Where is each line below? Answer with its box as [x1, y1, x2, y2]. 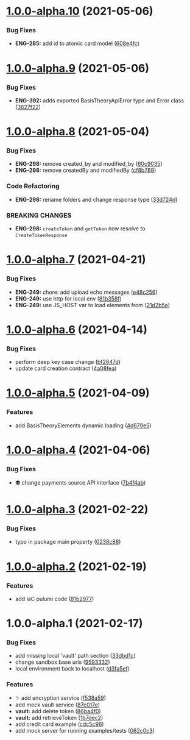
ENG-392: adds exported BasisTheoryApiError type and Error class [15, 96, 185, 104]
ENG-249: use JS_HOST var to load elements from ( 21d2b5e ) [15, 301, 171, 308]
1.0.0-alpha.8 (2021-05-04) [6, 125, 150, 138]
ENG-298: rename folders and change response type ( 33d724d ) [15, 196, 178, 203]
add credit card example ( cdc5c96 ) [15, 720, 104, 728]
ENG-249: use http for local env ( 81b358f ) [15, 294, 122, 302]
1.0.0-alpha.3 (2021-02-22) [6, 503, 149, 516]
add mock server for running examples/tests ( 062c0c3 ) [15, 727, 155, 734]
